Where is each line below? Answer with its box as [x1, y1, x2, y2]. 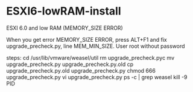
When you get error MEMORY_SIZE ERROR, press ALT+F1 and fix [6, 36, 167, 43]
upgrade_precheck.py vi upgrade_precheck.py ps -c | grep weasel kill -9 [6, 73, 188, 80]
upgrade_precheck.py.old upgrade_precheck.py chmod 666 [6, 67, 156, 74]
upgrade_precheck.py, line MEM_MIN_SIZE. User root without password [6, 42, 185, 50]
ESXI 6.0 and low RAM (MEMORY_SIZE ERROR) [6, 24, 124, 31]
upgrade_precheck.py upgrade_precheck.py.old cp [6, 61, 134, 68]
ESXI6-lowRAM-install [6, 4, 121, 18]
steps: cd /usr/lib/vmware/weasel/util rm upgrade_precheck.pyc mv [6, 54, 175, 61]
